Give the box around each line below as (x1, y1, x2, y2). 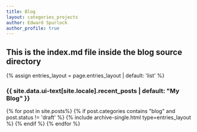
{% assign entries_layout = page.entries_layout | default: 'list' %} (6, 72, 165, 79)
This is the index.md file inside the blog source (6, 47, 183, 57)
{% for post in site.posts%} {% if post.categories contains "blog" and (6, 108, 176, 115)
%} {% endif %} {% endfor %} (6, 120, 81, 127)
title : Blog (6, 8, 36, 15)
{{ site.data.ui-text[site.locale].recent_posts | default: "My (6, 86, 180, 95)
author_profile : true (6, 25, 60, 31)
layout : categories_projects (6, 14, 78, 20)
